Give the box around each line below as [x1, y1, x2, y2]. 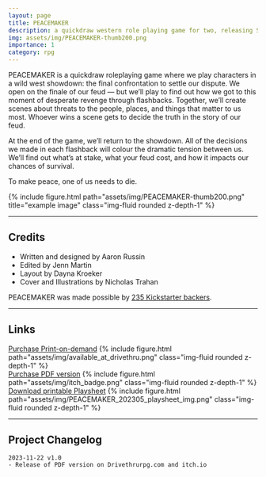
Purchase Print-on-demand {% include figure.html [8, 344, 173, 353]
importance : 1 [8, 41, 55, 49]
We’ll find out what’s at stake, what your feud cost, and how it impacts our [8, 153, 249, 162]
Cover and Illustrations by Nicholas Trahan [19, 277, 158, 286]
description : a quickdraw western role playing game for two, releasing [8, 26, 253, 34]
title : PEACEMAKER [8, 19, 69, 27]
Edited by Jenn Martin [19, 260, 93, 269]
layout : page [8, 11, 51, 20]
